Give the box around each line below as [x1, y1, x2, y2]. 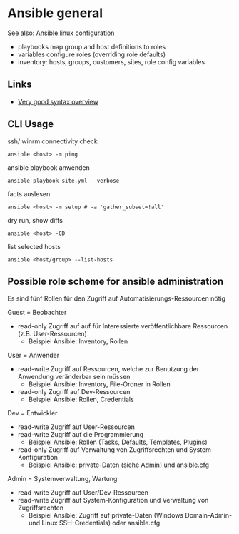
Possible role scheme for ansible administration [7, 275, 224, 287]
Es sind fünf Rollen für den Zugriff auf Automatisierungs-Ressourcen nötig [7, 294, 226, 303]
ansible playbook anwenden [7, 163, 91, 172]
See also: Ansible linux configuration [7, 29, 115, 37]
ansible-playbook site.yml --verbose [7, 177, 120, 184]
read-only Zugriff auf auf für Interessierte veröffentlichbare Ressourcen [17, 322, 228, 331]
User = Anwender [7, 351, 59, 360]
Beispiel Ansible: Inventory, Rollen [28, 337, 128, 346]
